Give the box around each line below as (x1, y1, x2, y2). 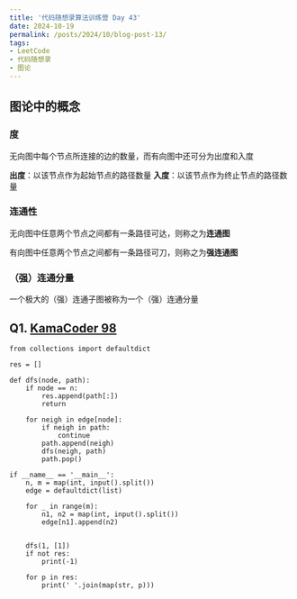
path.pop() (41, 454, 83, 464)
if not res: (25, 549, 70, 558)
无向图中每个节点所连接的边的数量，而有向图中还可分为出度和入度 (9, 150, 254, 161)
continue (57, 431, 91, 440)
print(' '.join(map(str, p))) (41, 580, 155, 590)
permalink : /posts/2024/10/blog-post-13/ (9, 30, 167, 39)
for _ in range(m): (25, 502, 99, 511)
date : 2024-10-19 (9, 22, 75, 31)
